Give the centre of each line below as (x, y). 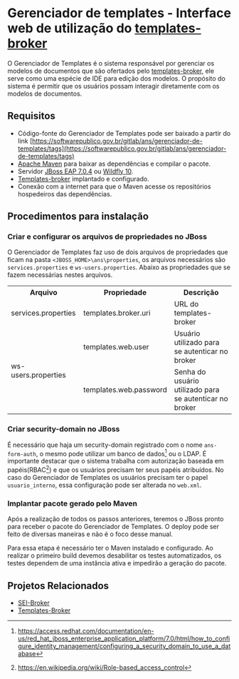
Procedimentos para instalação (78, 217)
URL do (186, 304)
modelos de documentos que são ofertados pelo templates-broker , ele (111, 71)
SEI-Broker (33, 603)
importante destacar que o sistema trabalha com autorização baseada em (116, 461)
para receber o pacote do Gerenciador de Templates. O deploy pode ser (113, 527)
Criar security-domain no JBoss (64, 429)
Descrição (201, 293)
